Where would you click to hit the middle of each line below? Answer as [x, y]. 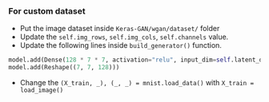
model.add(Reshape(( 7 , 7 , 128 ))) [64, 68]
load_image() [42, 90]
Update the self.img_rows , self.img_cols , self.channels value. [124, 37]
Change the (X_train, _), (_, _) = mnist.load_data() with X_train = [137, 83]
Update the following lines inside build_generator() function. [121, 45]
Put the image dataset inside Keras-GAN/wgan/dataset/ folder [120, 29]
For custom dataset [47, 11]
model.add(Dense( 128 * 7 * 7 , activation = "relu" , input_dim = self [119, 60]
